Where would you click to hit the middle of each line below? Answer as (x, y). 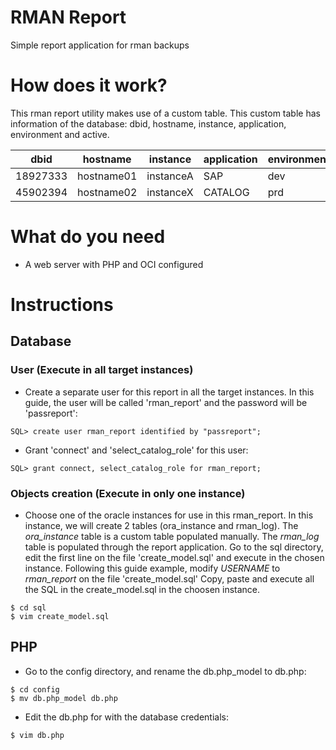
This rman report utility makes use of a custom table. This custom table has (165, 113)
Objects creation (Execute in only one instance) (128, 493)
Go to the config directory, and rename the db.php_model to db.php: (165, 671)
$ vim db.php (37, 735)
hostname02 (107, 192)
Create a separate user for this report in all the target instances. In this (169, 392)
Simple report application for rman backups (100, 45)
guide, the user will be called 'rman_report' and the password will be (166, 402)
